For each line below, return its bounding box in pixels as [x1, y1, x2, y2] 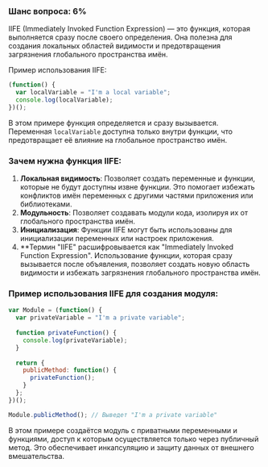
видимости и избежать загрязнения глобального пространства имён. [19, 268, 262, 277]
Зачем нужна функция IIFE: [8, 155, 122, 166]
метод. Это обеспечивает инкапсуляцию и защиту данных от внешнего [8, 442, 255, 452]
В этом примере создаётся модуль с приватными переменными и [8, 425, 237, 435]
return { [15, 359, 45, 367]
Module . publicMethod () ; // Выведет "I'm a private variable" [8, 411, 218, 419]
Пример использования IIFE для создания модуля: [8, 288, 219, 299]
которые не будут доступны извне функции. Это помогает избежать [19, 182, 255, 192]
